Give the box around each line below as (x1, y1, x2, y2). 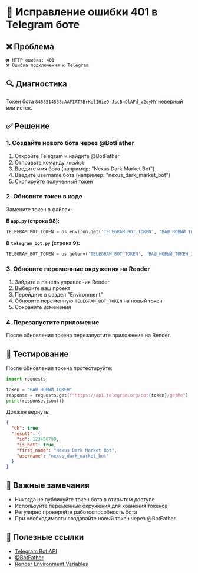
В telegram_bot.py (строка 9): (6, 239, 81, 246)
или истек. (6, 104, 32, 111)
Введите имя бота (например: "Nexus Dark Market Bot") (14, 165, 155, 172)
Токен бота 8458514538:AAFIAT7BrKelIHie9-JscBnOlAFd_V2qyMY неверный (6, 98, 184, 105)
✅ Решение (6, 121, 50, 131)
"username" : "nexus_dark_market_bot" (16, 453, 110, 459)
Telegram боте (6, 18, 80, 31)
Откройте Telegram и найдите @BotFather (14, 152, 120, 159)
